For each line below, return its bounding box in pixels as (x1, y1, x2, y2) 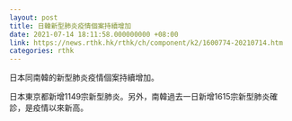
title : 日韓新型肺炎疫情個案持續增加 (9, 22, 132, 30)
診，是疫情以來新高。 (9, 102, 88, 113)
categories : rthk (9, 47, 75, 56)
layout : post (9, 13, 58, 22)
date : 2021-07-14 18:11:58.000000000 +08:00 (9, 30, 179, 39)
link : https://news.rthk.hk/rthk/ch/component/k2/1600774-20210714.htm (9, 38, 283, 48)
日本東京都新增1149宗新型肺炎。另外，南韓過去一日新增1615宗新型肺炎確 (9, 91, 279, 102)
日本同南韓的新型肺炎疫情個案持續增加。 (9, 73, 159, 83)
